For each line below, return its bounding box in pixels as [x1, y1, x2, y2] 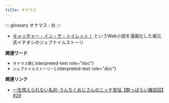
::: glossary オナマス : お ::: [5, 22, 61, 28]
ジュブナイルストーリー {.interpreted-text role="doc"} [12, 65, 117, 72]
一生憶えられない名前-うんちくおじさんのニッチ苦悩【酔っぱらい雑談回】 [12, 87, 164, 93]
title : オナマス [5, 7, 37, 13]
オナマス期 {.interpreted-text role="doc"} [12, 60, 94, 66]
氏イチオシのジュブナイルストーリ [12, 39, 84, 45]
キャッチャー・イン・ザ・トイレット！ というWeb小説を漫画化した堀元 [12, 32, 161, 39]
